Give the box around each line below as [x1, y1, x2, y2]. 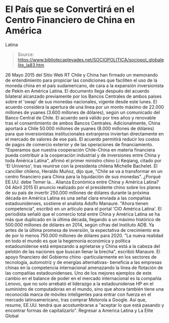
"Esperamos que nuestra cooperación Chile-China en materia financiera [5, 147, 155, 153]
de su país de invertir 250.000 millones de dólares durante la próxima [5, 189, 150, 196]
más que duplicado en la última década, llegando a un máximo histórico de [5, 216, 161, 222]
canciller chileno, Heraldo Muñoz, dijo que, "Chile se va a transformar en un [5, 168, 163, 174]
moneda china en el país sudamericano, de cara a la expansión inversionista [5, 82, 164, 89]
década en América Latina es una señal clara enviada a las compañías [5, 195, 151, 201]
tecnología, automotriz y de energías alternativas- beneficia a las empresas [5, 259, 162, 265]
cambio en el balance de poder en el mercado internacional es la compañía [5, 275, 161, 281]
